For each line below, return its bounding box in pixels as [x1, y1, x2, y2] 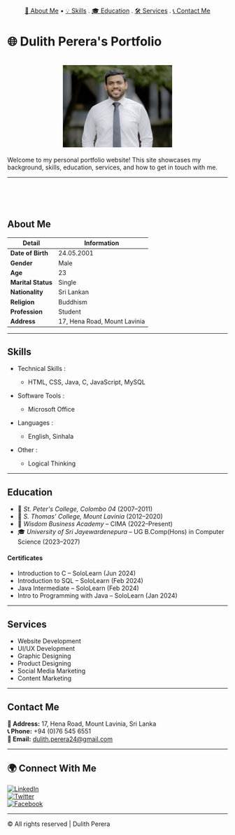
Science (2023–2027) [17, 538, 80, 546]
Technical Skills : [17, 365, 66, 373]
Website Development [17, 637, 82, 645]
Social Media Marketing [17, 667, 86, 675]
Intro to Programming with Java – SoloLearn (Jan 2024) [17, 591, 178, 600]
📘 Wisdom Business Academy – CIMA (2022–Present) [17, 520, 173, 528]
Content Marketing [17, 674, 72, 682]
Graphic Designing [17, 652, 71, 660]
